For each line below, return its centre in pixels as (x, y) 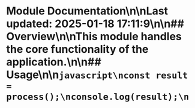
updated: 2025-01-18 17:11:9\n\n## (95, 24)
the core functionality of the (77, 49)
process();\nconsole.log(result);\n (98, 97)
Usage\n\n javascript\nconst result (97, 75)
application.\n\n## (54, 62)
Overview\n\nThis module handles (94, 37)
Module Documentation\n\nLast (87, 11)
